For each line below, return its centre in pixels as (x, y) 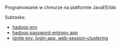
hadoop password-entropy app (45, 32)
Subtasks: (15, 17)
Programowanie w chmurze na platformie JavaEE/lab (60, 7)
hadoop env (25, 27)
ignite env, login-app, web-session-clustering (60, 38)
